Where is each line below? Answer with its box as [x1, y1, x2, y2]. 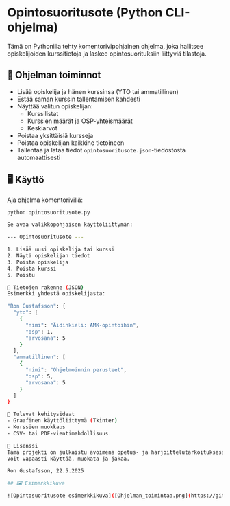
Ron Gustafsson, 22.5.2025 [7, 468, 84, 474]
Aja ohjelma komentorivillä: [7, 196, 84, 204]
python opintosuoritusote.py [7, 209, 90, 216]
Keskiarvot [27, 124, 57, 132]
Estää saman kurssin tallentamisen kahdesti [16, 95, 140, 103]
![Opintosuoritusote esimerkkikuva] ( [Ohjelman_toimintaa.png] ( [7, 492, 192, 499]
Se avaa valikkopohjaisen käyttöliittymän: [7, 221, 133, 228]
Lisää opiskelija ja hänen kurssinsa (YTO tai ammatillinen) [16, 87, 179, 95]
